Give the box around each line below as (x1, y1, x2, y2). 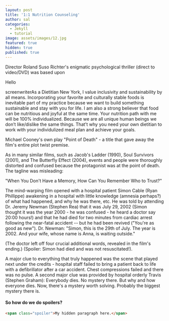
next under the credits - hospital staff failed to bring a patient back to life (5, 261, 156, 267)
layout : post (5, 7, 33, 13)
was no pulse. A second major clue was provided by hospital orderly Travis (5, 272, 161, 278)
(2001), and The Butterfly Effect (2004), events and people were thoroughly (5, 157, 162, 163)
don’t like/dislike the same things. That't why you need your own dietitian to (5, 121, 162, 127)
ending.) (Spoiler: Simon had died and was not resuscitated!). (5, 245, 133, 252)
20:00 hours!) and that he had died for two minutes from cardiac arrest (5, 214, 153, 221)
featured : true (5, 41, 37, 46)
